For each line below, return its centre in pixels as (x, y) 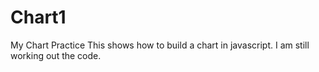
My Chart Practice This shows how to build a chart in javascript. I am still (160, 45)
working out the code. (56, 55)
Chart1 (38, 17)
